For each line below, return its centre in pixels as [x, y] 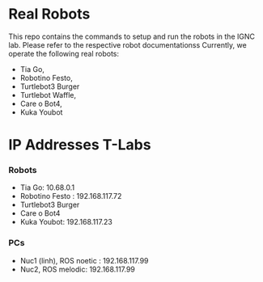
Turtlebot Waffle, [48, 95]
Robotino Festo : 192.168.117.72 [71, 196]
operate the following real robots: [64, 53]
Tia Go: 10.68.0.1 [47, 187]
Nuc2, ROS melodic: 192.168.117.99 [78, 269]
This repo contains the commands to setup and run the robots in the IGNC [131, 36]
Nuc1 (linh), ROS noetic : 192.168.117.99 [84, 260]
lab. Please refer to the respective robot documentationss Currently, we [127, 44]
